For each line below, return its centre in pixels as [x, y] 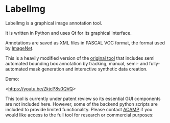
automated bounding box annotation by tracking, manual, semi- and [77, 63]
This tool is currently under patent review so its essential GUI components [83, 99]
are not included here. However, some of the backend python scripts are [82, 104]
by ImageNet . [20, 48]
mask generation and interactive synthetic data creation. [88, 69]
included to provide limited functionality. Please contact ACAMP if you [79, 109]
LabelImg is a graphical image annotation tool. [54, 23]
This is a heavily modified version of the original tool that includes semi [80, 58]
